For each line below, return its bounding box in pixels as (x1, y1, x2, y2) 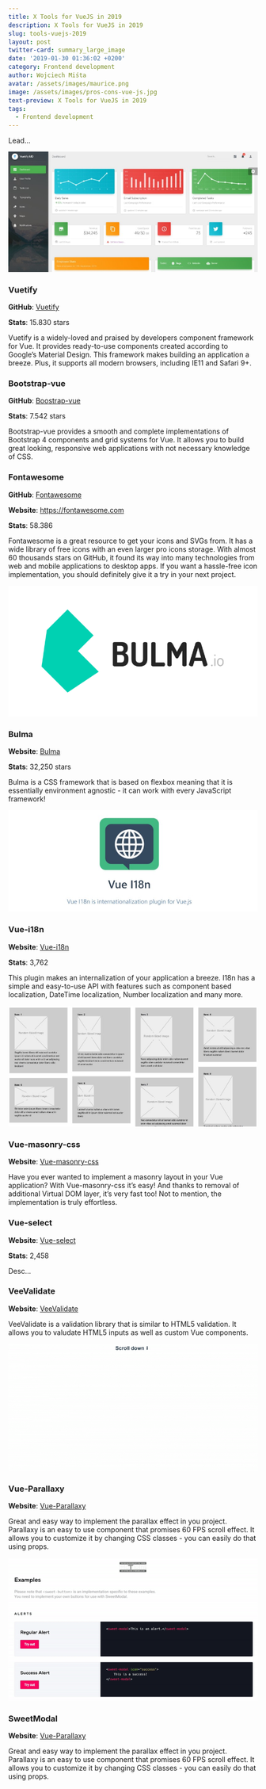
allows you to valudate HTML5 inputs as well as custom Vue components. (8, 1328, 249, 1337)
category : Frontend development (8, 63, 115, 71)
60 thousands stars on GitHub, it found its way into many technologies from (8, 552, 255, 562)
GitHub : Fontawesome (8, 490, 82, 499)
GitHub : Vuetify (8, 302, 59, 312)
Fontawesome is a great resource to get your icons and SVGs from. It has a (8, 536, 253, 545)
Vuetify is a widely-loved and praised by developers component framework (8, 333, 254, 342)
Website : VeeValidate (8, 1304, 79, 1313)
